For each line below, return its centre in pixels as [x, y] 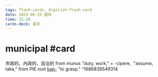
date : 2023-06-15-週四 [28, 15]
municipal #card [40, 49]
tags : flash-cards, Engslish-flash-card [49, 10]
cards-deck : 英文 [23, 24]
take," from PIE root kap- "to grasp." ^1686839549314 [62, 69]
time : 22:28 [18, 19]
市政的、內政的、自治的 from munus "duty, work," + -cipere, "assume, [79, 63]
